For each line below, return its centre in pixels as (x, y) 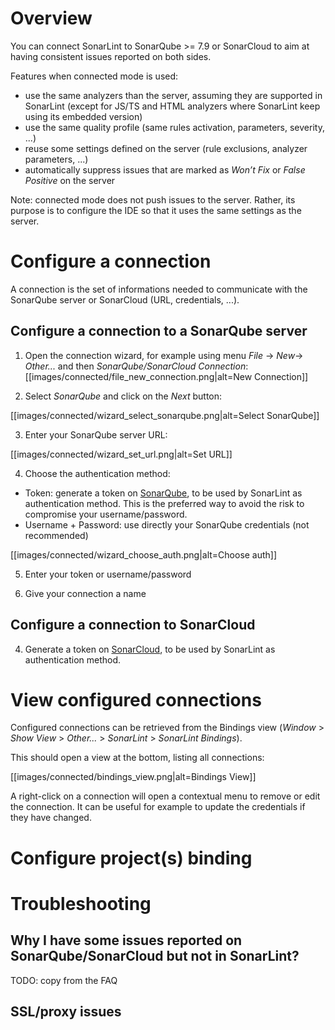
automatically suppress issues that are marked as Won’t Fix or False (165, 169)
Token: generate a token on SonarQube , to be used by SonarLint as (163, 493)
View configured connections (136, 699)
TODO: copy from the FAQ (64, 980)
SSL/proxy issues (66, 1012)
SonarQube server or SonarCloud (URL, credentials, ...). (125, 299)
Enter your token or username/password (108, 574)
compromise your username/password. (106, 514)
